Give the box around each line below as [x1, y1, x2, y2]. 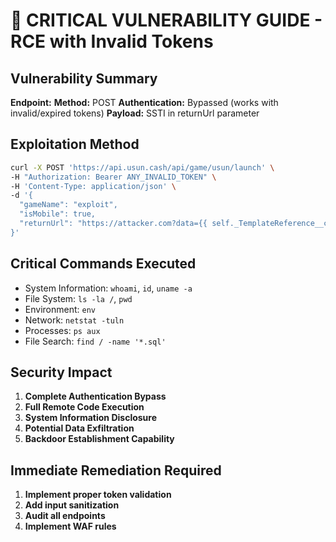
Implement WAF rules [24, 520, 117, 533]
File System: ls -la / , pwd [24, 292, 133, 304]
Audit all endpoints [24, 510, 106, 522]
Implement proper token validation [24, 489, 172, 501]
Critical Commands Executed [10, 255, 197, 273]
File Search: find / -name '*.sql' [24, 335, 167, 347]
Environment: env [24, 303, 96, 315]
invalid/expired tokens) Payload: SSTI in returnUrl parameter [10, 107, 260, 119]
